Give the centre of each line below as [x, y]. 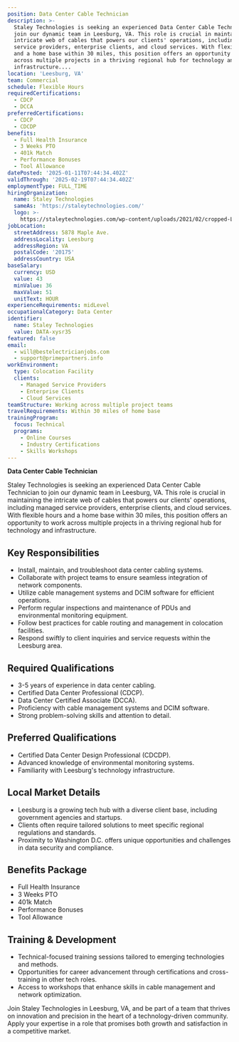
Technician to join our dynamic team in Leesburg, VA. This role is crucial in [117, 493]
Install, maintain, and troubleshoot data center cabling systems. [111, 570]
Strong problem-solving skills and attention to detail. [94, 715]
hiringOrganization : [38, 193]
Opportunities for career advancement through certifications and [113, 972]
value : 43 [28, 278]
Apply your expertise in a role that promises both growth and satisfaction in [117, 1023]
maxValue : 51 [33, 292]
